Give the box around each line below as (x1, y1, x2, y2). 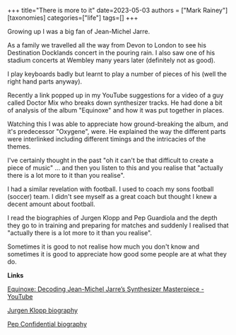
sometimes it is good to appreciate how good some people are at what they (7, 250, 228, 258)
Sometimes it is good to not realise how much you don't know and (7, 242, 200, 251)
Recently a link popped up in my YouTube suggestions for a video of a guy (7, 91, 224, 99)
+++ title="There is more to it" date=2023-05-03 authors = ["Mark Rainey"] (7, 6, 228, 14)
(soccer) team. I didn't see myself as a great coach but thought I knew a (7, 193, 218, 200)
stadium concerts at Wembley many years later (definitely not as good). (7, 56, 216, 64)
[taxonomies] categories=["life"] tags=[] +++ (7, 13, 138, 22)
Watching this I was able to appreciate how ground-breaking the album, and (7, 120, 228, 128)
